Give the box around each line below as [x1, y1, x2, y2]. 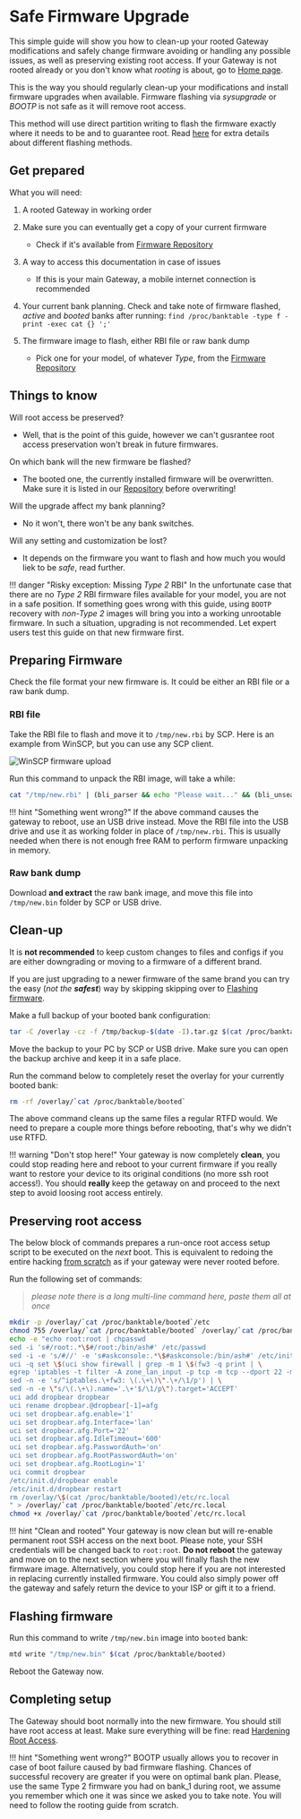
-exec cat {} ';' [46, 320, 112, 329]
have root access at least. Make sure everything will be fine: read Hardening [9, 1725, 291, 1736]
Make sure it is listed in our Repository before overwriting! [21, 483, 236, 493]
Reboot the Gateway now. [9, 1666, 105, 1677]
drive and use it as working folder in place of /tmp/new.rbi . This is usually [9, 826, 281, 837]
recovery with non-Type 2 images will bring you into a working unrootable [9, 607, 282, 619]
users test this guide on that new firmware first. [9, 627, 185, 638]
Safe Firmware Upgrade [9, 6, 190, 27]
